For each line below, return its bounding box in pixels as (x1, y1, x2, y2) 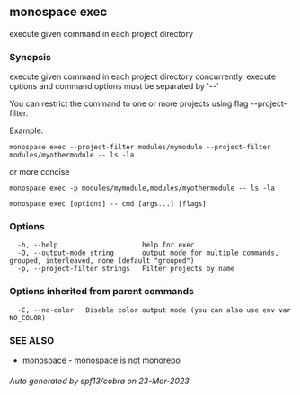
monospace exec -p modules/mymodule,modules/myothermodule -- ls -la (9, 184, 276, 193)
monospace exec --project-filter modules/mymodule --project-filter (9, 143, 271, 152)
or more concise (9, 166, 70, 177)
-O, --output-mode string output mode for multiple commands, (17, 248, 279, 257)
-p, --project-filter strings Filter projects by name (17, 265, 235, 274)
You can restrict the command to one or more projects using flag (9, 98, 249, 109)
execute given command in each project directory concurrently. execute (9, 71, 277, 82)
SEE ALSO (9, 334, 55, 346)
